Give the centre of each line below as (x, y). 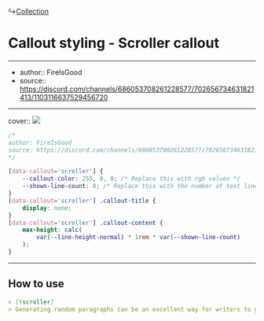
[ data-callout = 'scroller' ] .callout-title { (82, 201)
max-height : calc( (52, 230)
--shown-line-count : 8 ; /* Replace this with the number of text (132, 186)
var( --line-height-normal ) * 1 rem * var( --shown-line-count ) (139, 238)
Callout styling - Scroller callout (114, 43)
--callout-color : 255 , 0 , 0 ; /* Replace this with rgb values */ (132, 179)
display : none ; (47, 208)
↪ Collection (29, 11)
